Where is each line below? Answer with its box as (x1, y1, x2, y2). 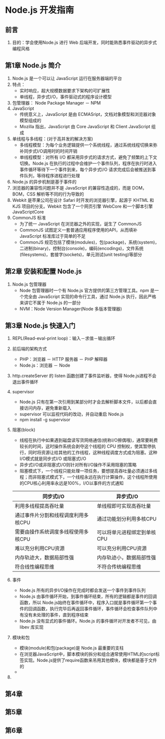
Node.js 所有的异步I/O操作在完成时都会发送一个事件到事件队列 (19, 587, 146, 593)
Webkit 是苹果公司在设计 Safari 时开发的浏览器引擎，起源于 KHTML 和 (12, 197, 154, 203)
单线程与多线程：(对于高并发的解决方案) (12, 136, 93, 141)
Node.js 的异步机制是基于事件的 (12, 179, 77, 185)
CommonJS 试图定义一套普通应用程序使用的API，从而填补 (19, 227, 137, 233)
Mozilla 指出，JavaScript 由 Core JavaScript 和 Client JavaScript (19, 123, 151, 129)
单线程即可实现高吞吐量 (97, 503, 151, 510)
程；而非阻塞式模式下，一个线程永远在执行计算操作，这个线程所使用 (19, 474, 158, 480)
